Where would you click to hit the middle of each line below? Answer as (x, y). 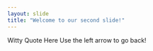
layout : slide (28, 14)
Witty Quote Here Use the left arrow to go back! (77, 40)
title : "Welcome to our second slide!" (66, 20)
